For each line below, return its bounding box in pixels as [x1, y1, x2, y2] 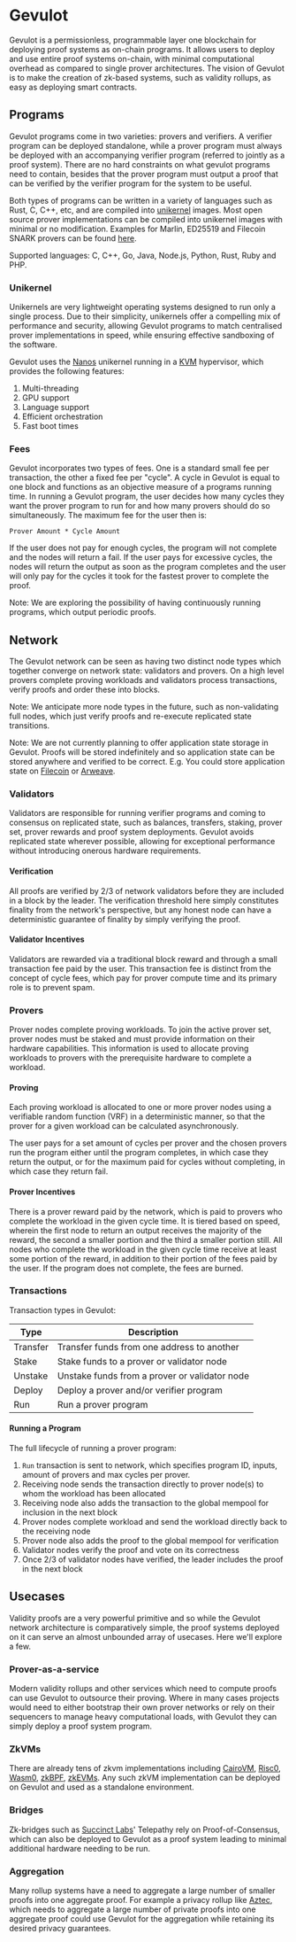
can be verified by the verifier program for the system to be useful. [9, 178, 253, 189]
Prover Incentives [9, 1186, 76, 1197]
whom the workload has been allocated [21, 1488, 166, 1499]
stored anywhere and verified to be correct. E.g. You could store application [9, 757, 285, 767]
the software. [9, 339, 57, 350]
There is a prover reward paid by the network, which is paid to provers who [9, 1206, 283, 1216]
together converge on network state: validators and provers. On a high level [9, 665, 285, 676]
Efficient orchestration [21, 411, 103, 422]
